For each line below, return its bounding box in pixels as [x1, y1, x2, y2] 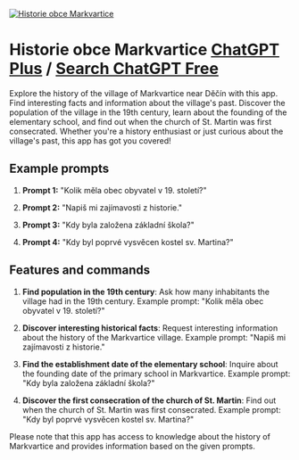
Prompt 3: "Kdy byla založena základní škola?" [21, 219, 195, 230]
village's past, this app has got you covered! [9, 135, 171, 146]
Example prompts [9, 161, 110, 177]
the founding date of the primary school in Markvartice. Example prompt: [21, 368, 291, 379]
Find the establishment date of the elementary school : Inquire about [21, 358, 278, 369]
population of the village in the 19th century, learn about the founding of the [9, 107, 287, 118]
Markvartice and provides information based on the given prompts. [9, 440, 256, 451]
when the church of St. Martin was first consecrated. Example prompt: [21, 404, 281, 415]
